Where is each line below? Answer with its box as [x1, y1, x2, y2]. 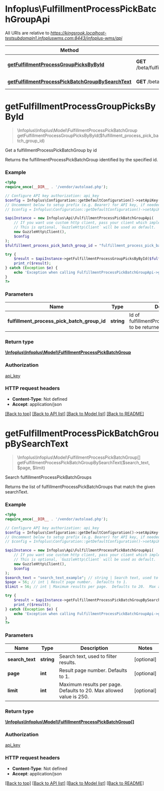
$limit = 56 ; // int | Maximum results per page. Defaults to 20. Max [5, 584, 156, 589]
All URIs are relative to [5, 30, 50, 36]
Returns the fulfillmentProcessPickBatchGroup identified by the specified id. [5, 156, 158, 162]
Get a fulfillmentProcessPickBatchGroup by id [5, 147, 97, 153]
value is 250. [59, 693, 89, 700]
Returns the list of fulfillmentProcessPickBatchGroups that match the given [5, 484, 155, 490]
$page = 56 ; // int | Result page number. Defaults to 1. [5, 580, 128, 585]
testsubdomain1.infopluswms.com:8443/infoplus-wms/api [5, 35, 123, 41]
